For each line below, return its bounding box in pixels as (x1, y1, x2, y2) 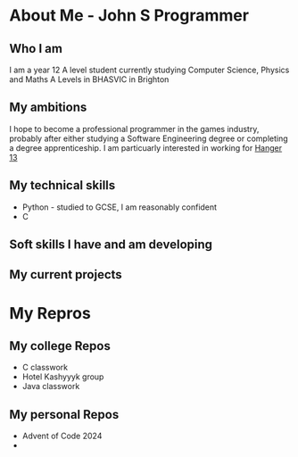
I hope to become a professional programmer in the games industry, (9, 123, 260, 134)
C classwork (21, 362, 69, 373)
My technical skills (9, 178, 116, 193)
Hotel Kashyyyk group (21, 371, 104, 382)
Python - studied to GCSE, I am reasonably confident (21, 202, 217, 212)
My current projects (9, 267, 122, 282)
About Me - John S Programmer (9, 5, 250, 26)
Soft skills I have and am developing (9, 237, 212, 253)
